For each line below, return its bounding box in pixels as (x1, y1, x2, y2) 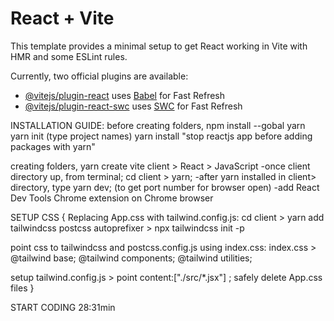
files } (10, 282, 35, 294)
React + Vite (10, 7, 115, 30)
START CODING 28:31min (10, 301, 116, 313)
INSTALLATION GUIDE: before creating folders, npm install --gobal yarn (10, 119, 306, 131)
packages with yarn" (10, 140, 96, 152)
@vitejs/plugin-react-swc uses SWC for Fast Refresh (24, 100, 243, 112)
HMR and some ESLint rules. (10, 50, 128, 62)
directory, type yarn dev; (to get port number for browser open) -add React (10, 181, 320, 193)
